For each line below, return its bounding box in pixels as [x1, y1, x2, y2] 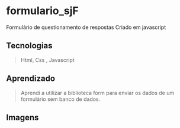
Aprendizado [6, 74, 55, 84]
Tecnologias [6, 41, 53, 51]
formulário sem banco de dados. [20, 96, 101, 103]
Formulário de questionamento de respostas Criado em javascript [6, 24, 166, 31]
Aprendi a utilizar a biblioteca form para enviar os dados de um [20, 89, 175, 96]
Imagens [6, 112, 39, 122]
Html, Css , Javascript [20, 56, 75, 63]
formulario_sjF [6, 4, 79, 18]
